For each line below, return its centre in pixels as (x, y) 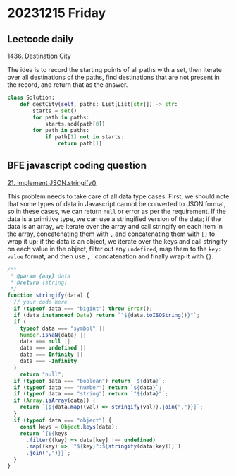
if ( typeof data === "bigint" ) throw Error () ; (83, 309)
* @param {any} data (41, 276)
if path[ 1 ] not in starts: (85, 137)
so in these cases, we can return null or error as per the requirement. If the (117, 211)
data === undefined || (53, 348)
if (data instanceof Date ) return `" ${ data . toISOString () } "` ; (107, 315)
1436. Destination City (39, 56)
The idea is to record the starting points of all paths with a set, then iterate (114, 70)
